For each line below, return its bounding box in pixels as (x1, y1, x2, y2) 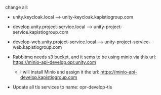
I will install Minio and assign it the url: (20, 69, 100, 75)
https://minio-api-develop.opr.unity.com (12, 59, 96, 65)
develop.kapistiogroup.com (20, 74, 77, 80)
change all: (5, 5, 28, 10)
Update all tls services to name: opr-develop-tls (12, 84, 112, 90)
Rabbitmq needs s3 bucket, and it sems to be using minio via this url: (12, 54, 156, 60)
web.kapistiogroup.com (12, 44, 62, 50)
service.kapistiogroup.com (12, 29, 69, 35)
